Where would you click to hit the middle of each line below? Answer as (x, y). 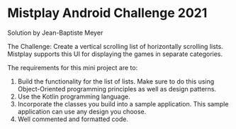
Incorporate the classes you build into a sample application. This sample (123, 103)
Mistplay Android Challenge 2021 (107, 13)
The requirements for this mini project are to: (73, 67)
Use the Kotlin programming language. (74, 96)
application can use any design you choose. (82, 111)
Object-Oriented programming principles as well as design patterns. (117, 89)
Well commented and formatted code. (73, 119)
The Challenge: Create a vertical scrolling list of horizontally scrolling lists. (115, 46)
